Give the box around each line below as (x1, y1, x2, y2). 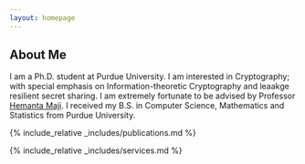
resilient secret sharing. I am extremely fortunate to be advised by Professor (9, 90, 296, 101)
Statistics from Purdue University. (9, 110, 136, 121)
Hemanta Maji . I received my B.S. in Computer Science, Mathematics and (9, 100, 285, 111)
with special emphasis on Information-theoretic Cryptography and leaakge (9, 81, 289, 92)
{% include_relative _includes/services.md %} (9, 145, 183, 156)
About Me (9, 47, 67, 63)
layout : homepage (9, 13, 76, 23)
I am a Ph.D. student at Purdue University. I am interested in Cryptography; (9, 71, 290, 82)
